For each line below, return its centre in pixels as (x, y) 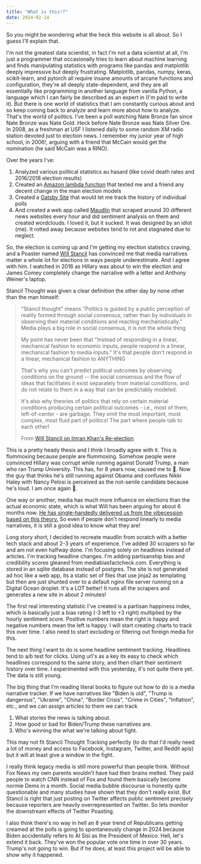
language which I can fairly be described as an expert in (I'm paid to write (97, 97)
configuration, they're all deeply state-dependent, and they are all (87, 84)
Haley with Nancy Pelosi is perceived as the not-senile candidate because (98, 482)
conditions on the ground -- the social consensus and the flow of (101, 377)
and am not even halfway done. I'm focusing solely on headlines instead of (98, 550)
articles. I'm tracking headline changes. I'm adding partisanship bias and (95, 556)
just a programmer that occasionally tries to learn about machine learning (97, 59)
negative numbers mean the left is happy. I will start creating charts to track (99, 625)
